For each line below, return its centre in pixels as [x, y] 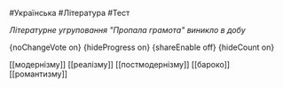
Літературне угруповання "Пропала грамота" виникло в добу [127, 30]
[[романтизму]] [39, 74]
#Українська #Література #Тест [70, 13]
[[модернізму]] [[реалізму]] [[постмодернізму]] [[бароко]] [120, 64]
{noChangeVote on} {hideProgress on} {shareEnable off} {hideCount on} [142, 47]
